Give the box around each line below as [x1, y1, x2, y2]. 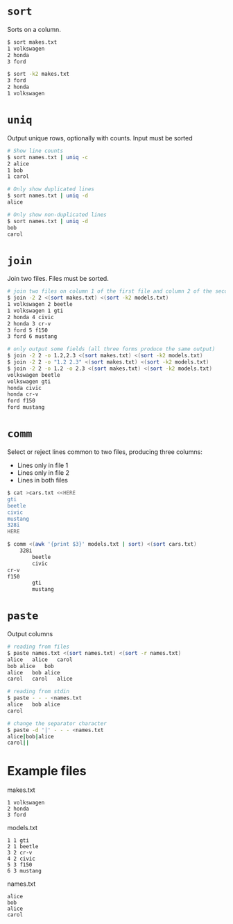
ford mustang [7, 404, 45, 411]
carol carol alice [7, 676, 73, 683]
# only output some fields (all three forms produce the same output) [7, 346, 216, 352]
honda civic [7, 384, 42, 391]
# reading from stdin [7, 688, 70, 695]
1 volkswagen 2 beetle [7, 301, 73, 308]
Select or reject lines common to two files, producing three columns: [7, 448, 202, 456]
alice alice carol [7, 656, 73, 663]
